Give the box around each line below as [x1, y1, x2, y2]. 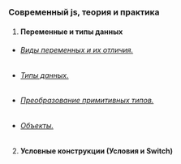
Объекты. [19, 120, 54, 130]
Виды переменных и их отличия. [19, 45, 134, 55]
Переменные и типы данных [19, 27, 123, 37]
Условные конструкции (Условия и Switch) [19, 145, 173, 156]
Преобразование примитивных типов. [19, 96, 154, 106]
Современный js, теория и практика [8, 6, 160, 18]
